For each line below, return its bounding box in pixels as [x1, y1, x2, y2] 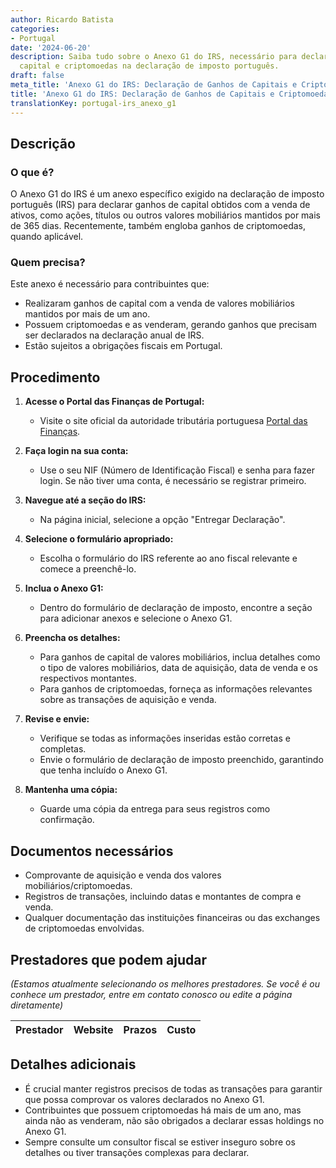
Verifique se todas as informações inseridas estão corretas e [39, 732, 291, 745]
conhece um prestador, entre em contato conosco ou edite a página [10, 988, 293, 1000]
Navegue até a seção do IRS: [24, 494, 147, 506]
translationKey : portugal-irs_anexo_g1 [10, 98, 177, 108]
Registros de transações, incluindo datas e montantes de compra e [24, 891, 302, 903]
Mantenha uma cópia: [24, 784, 118, 796]
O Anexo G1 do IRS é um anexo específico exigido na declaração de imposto [10, 188, 325, 200]
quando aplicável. [10, 231, 84, 243]
